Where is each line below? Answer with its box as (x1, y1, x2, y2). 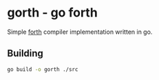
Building (7, 48, 43, 59)
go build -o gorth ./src (7, 66, 78, 73)
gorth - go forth (7, 5, 98, 21)
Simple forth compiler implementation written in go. (7, 28, 153, 36)
